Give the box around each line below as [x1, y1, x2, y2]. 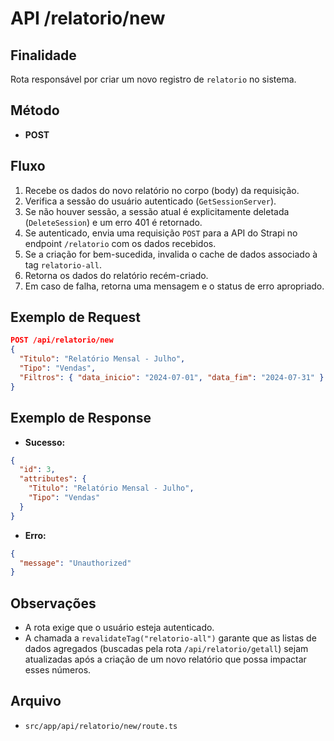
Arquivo [10, 693, 62, 710]
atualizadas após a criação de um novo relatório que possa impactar [24, 653, 307, 666]
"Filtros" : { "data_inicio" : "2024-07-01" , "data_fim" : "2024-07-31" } [19, 372, 325, 382]
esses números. [24, 664, 92, 676]
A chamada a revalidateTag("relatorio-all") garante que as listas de [24, 632, 317, 644]
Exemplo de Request [10, 309, 142, 326]
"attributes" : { [19, 474, 87, 484]
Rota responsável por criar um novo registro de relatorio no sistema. [10, 73, 297, 85]
